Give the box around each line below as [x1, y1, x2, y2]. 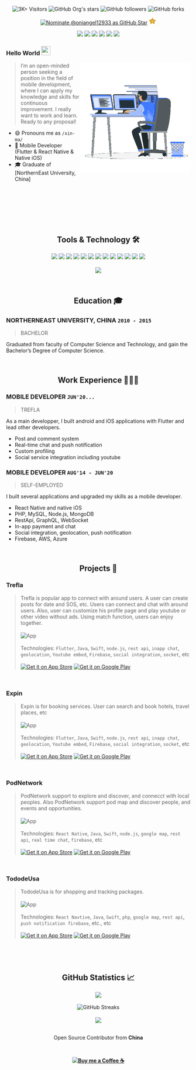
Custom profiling [14, 448, 55, 455]
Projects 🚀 [79, 563, 118, 573]
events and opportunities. [20, 804, 82, 811]
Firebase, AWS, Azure [14, 535, 68, 542]
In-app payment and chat [14, 522, 76, 529]
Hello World [6, 49, 40, 57]
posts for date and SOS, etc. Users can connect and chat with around [20, 600, 188, 608]
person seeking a [20, 68, 63, 75]
